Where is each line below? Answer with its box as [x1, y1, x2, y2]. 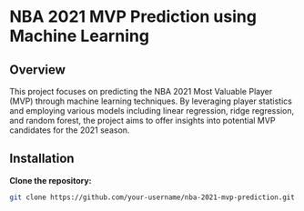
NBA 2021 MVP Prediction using [9, 6, 258, 27]
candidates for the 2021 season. [9, 125, 130, 136]
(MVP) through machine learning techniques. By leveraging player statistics [9, 95, 293, 106]
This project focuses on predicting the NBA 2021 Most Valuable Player [9, 86, 273, 96]
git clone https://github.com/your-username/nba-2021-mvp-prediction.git [9, 193, 296, 202]
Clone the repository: [9, 175, 92, 186]
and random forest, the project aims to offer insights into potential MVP [9, 116, 276, 126]
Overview [9, 62, 66, 77]
